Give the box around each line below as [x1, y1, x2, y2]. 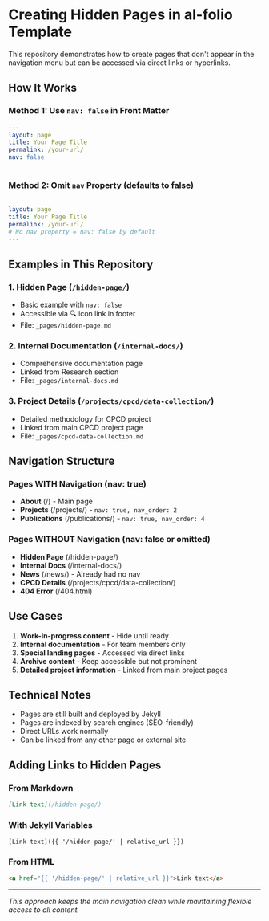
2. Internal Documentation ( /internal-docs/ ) [8, 340, 183, 352]
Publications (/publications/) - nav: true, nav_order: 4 [19, 514, 205, 524]
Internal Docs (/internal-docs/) [19, 560, 122, 570]
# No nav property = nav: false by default [8, 227, 156, 236]
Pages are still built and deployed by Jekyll [19, 709, 162, 719]
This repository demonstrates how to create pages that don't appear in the [8, 49, 255, 59]
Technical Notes [8, 688, 92, 702]
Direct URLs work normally [19, 727, 109, 736]
